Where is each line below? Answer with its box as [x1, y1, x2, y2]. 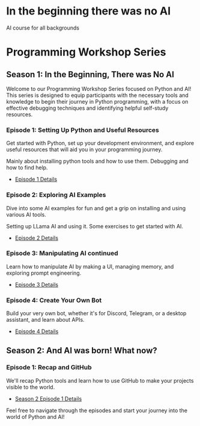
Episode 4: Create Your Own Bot [6, 296, 102, 304]
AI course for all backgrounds [6, 24, 80, 31]
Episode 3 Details [14, 281, 59, 288]
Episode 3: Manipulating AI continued [6, 249, 118, 257]
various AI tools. [6, 211, 46, 218]
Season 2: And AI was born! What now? [6, 345, 157, 356]
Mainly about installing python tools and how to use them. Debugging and [6, 158, 189, 165]
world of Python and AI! [6, 413, 65, 420]
